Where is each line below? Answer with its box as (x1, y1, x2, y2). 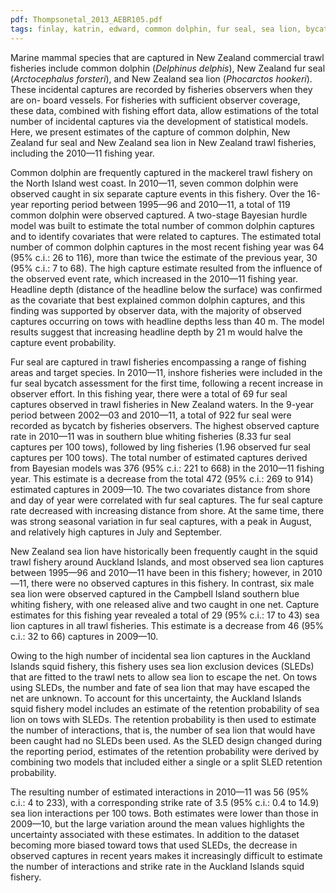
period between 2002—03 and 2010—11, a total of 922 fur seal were (10, 409, 292, 421)
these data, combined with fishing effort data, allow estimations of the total (10, 104, 319, 116)
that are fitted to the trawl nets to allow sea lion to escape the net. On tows (10, 671, 318, 683)
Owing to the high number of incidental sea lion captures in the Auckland (10, 649, 311, 661)
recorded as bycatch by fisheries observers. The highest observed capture (10, 419, 320, 431)
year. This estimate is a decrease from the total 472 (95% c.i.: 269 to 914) (10, 472, 314, 485)
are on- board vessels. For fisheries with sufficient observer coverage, (10, 94, 301, 106)
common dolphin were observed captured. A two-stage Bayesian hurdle (10, 209, 308, 221)
